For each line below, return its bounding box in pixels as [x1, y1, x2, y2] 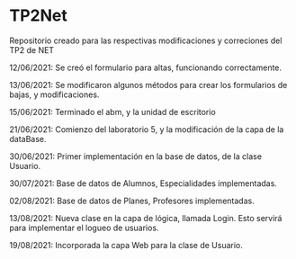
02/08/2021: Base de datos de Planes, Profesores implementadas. [9, 195, 255, 206]
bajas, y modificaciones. [9, 89, 100, 100]
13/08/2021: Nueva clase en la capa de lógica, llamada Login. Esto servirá [9, 212, 283, 223]
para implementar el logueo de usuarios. [9, 222, 159, 233]
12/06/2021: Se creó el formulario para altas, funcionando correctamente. [9, 62, 282, 73]
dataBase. [9, 133, 47, 144]
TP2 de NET [9, 44, 55, 55]
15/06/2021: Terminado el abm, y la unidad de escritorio [9, 106, 216, 117]
